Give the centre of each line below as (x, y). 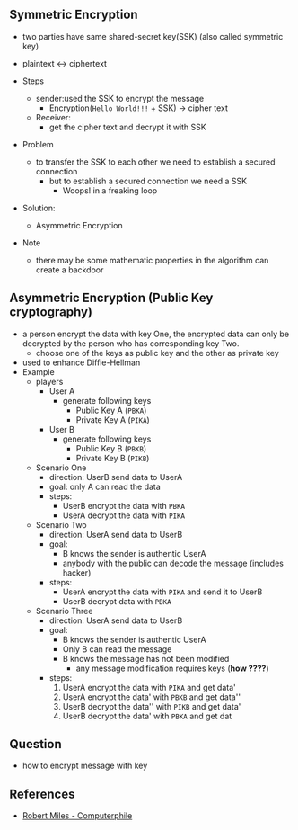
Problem (38, 144)
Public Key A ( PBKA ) (111, 410)
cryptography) (51, 312)
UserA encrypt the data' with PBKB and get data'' (151, 697)
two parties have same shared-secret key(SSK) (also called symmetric (153, 36)
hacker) (77, 572)
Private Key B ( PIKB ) (113, 458)
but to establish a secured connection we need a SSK (148, 181)
